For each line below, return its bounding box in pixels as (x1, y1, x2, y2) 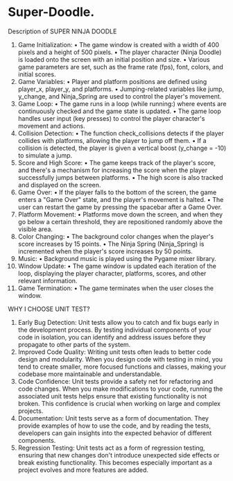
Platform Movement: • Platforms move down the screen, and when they (17, 210, 223, 219)
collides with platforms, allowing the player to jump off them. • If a (17, 136, 207, 144)
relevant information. (17, 276, 78, 285)
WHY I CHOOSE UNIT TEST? (8, 305, 90, 313)
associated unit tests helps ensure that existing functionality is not (17, 391, 207, 400)
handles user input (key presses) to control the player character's (17, 114, 205, 122)
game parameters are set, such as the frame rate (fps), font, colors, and (17, 62, 224, 71)
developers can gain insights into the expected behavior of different (17, 428, 212, 437)
